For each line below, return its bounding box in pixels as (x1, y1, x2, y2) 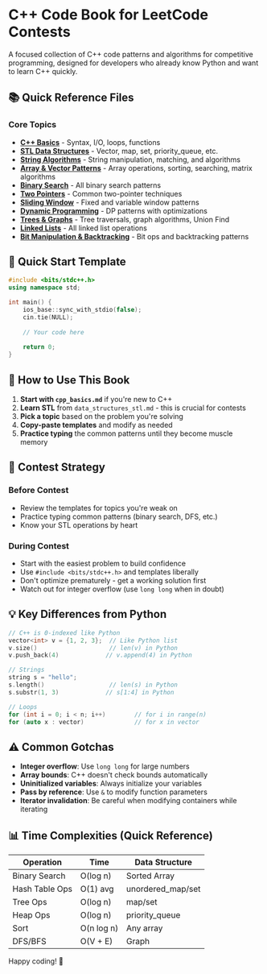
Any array (125, 922, 163, 934)
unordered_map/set (125, 884, 201, 895)
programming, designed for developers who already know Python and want (8, 58, 259, 68)
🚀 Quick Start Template (8, 255, 126, 269)
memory (19, 437, 48, 446)
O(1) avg (80, 884, 114, 895)
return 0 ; (23, 343, 56, 351)
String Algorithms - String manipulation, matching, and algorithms (19, 155, 241, 164)
